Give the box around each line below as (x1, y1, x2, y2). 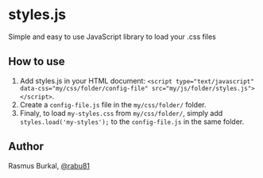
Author (8, 140, 44, 153)
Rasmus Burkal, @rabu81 (8, 161, 90, 170)
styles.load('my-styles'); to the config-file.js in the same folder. (19, 117, 245, 126)
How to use (8, 55, 65, 68)
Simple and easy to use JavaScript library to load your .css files (8, 32, 217, 41)
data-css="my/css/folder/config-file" (19, 84, 149, 92)
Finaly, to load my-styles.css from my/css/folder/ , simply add (19, 108, 223, 118)
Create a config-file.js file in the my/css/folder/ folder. (19, 99, 207, 109)
